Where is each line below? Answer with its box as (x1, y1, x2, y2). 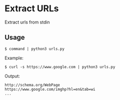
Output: (4, 73, 20, 79)
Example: (4, 55, 24, 61)
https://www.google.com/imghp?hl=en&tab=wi (4, 87, 96, 92)
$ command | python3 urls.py (4, 46, 65, 51)
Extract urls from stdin (4, 19, 50, 25)
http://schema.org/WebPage (4, 82, 60, 87)
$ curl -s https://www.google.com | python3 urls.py (4, 64, 116, 69)
